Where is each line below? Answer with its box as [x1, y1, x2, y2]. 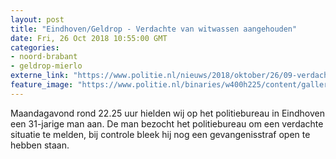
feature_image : [10, 80, 74, 90]
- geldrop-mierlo [10, 61, 83, 71]
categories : [10, 42, 60, 53]
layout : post [10, 14, 65, 25]
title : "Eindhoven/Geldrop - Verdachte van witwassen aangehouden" [10, 24, 298, 34]
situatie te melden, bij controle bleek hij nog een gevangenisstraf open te [10, 128, 311, 140]
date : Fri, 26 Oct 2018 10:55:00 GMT [10, 33, 168, 43]
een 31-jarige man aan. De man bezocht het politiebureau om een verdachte [10, 117, 324, 130]
